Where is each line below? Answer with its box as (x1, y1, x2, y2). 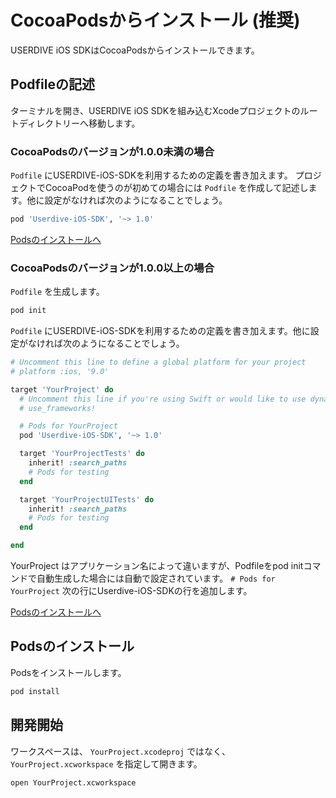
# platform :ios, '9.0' (10, 366, 110, 376)
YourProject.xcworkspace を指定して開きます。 (10, 757, 203, 770)
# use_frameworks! (19, 403, 97, 413)
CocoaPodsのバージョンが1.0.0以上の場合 (10, 261, 215, 275)
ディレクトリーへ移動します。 (18, 117, 141, 129)
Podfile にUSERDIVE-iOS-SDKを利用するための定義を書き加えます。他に (10, 325, 311, 337)
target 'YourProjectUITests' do (19, 494, 155, 505)
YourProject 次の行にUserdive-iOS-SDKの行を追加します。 (10, 585, 253, 597)
